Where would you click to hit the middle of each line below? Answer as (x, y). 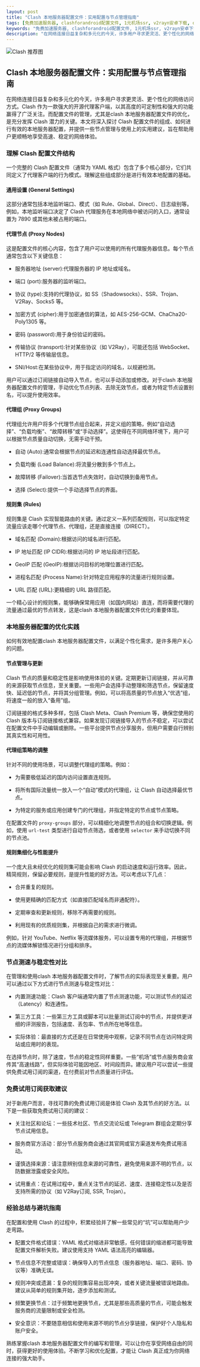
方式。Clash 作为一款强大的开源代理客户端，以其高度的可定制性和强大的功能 (100, 106)
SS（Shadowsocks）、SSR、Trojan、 (136, 294)
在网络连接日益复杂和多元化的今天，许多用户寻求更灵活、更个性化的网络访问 (100, 99)
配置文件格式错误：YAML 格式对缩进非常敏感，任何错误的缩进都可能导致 (104, 1242)
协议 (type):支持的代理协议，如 (52, 294)
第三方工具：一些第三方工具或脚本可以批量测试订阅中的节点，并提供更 (101, 1017)
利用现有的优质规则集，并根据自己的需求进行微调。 (77, 925)
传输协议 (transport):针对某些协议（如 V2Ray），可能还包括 (86, 347)
